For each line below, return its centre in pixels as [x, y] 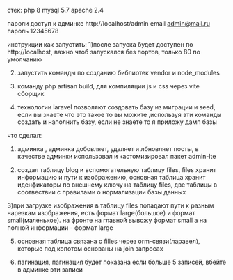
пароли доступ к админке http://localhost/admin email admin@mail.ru [109, 23]
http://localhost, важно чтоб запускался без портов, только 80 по [104, 52]
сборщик [31, 94]
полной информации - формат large [60, 228]
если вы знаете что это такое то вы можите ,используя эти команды [119, 115]
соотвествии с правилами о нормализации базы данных [102, 192]
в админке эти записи [50, 270]
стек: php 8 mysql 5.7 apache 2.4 [56, 10]
